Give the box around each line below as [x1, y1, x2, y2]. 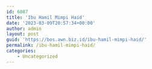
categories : [6, 48, 36, 54]
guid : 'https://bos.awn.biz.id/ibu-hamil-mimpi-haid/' [6, 37, 147, 43]
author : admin [6, 25, 42, 32]
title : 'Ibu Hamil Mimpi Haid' [6, 14, 85, 20]
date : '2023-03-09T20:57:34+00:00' [6, 20, 96, 26]
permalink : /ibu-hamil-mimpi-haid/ [6, 43, 96, 49]
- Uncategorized [17, 53, 59, 59]
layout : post [6, 31, 39, 37]
